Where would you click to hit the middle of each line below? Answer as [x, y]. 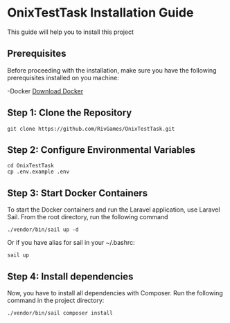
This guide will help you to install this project [70, 32]
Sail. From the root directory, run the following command [88, 217]
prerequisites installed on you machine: [63, 77]
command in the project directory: [56, 300]
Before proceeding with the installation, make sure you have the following [112, 70]
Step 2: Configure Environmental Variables [101, 150]
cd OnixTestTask [30, 166]
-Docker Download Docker [45, 91]
